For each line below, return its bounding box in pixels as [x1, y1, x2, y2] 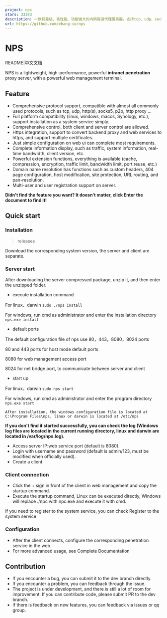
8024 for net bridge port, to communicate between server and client [5, 365, 145, 372]
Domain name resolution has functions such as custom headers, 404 [12, 167, 154, 172]
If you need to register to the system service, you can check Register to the [5, 508, 160, 514]
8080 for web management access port [5, 356, 87, 362]
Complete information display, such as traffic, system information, [12, 145, 148, 151]
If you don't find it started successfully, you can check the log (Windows [5, 422, 158, 428]
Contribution [5, 562, 46, 571]
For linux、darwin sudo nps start [5, 385, 74, 392]
